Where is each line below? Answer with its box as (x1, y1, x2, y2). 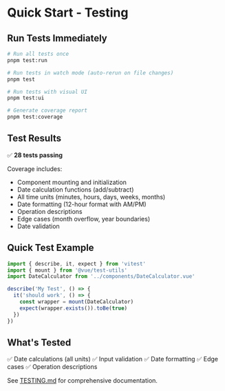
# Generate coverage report (7, 107, 88, 114)
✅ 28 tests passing (7, 150, 63, 159)
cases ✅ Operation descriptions (7, 363, 98, 371)
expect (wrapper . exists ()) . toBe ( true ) (19, 305, 128, 312)
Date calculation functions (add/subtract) (17, 185, 134, 194)
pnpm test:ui (7, 94, 45, 101)
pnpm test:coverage (7, 114, 63, 121)
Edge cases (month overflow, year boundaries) (17, 214, 151, 223)
